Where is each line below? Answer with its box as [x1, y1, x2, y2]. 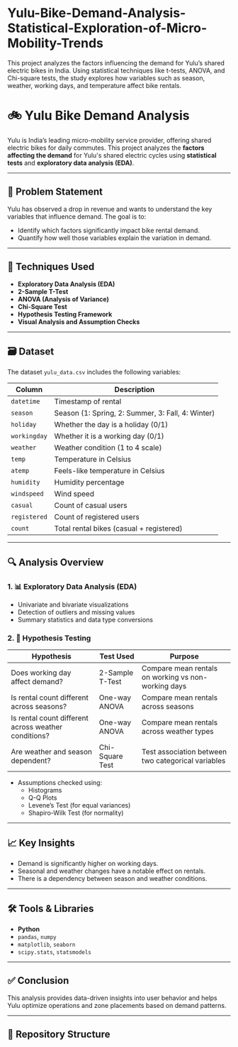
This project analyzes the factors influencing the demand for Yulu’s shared [7, 58, 225, 67]
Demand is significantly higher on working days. [17, 859, 159, 868]
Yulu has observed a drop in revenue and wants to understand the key [7, 205, 212, 213]
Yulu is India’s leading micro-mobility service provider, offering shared [7, 136, 212, 144]
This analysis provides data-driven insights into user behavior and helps [7, 993, 217, 1002]
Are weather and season [11, 747, 92, 757]
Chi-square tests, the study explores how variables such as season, [7, 73, 205, 82]
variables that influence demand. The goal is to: [7, 212, 147, 221]
